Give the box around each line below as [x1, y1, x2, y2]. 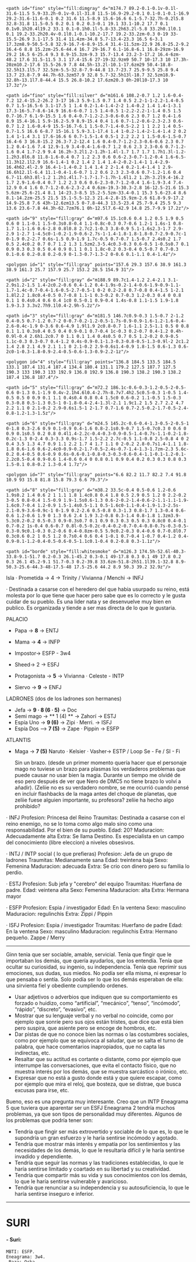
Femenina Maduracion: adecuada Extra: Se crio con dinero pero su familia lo [6, 863, 190, 870]
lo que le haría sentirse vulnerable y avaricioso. [14, 1178, 128, 1185]
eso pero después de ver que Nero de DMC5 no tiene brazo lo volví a [14, 778, 181, 785]
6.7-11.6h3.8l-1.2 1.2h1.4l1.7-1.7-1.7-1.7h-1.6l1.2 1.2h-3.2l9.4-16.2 [6, 175, 184, 180]
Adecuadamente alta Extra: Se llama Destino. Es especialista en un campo [6, 833, 185, 840]
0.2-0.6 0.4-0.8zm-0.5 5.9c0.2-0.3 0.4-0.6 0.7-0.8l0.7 [47, 528, 187, 534]
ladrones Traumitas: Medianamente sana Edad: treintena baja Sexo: [6, 857, 168, 863]
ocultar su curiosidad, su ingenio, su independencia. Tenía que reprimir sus [6, 963, 187, 970]
